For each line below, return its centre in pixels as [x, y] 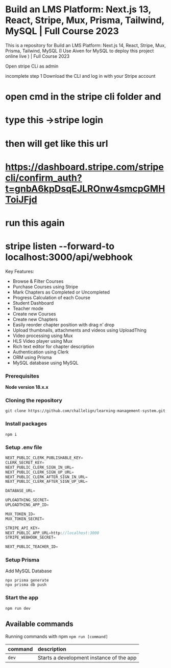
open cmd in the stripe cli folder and [83, 97]
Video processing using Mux [43, 336]
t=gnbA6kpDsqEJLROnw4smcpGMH [85, 188]
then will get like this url [57, 143]
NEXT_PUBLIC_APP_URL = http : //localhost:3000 [52, 533]
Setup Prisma [22, 560]
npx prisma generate [27, 581]
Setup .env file [24, 447]
